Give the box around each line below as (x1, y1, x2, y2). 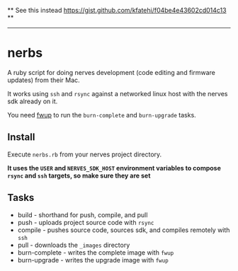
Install (7, 131, 35, 144)
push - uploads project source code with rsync (17, 218, 154, 226)
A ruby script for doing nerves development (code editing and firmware (7, 68, 216, 76)
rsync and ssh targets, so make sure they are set (7, 171, 151, 180)
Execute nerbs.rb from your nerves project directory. (7, 150, 162, 158)
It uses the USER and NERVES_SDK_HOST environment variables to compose (7, 163, 222, 172)
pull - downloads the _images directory (17, 241, 130, 249)
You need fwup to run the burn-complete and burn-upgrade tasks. (7, 110, 196, 119)
